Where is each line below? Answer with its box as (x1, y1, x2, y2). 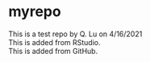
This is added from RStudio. (8, 37, 101, 47)
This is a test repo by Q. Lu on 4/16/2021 (8, 29, 143, 39)
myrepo (8, 2, 62, 21)
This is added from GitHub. (8, 46, 98, 56)
